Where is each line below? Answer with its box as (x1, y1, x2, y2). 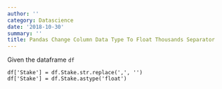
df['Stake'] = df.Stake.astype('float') (7, 75, 128, 83)
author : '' (7, 10, 39, 18)
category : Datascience (7, 17, 74, 24)
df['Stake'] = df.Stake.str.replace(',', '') (7, 69, 143, 76)
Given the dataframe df (7, 55, 75, 64)
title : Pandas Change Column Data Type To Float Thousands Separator (7, 36, 216, 43)
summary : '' (7, 29, 42, 37)
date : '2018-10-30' (7, 23, 65, 30)
